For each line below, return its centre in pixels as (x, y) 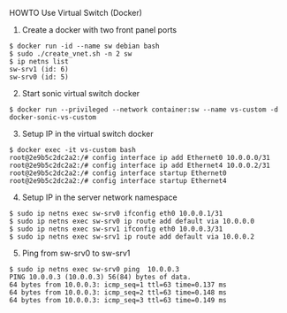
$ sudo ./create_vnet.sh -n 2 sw (71, 54)
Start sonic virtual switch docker (81, 93)
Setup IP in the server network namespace (100, 197)
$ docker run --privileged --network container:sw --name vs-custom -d (143, 110)
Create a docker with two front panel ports (99, 30)
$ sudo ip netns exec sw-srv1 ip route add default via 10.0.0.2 (132, 237)
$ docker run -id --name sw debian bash (85, 46)
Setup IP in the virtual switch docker (87, 134)
